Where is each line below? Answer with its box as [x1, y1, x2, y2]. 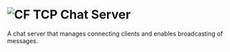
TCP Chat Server [32, 7, 131, 23]
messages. [7, 36, 39, 44]
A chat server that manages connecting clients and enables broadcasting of [7, 29, 223, 38]
